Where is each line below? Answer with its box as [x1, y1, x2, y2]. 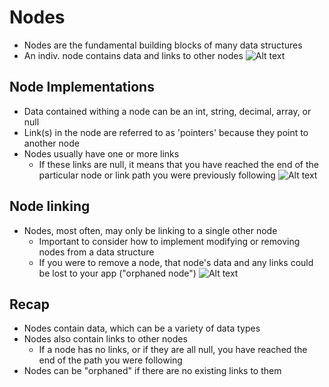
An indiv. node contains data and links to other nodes [23, 49, 244, 61]
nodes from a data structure [38, 246, 155, 258]
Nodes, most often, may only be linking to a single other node [23, 224, 278, 236]
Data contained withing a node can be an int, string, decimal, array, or [23, 105, 312, 117]
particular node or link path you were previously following [38, 169, 276, 181]
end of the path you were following [38, 354, 183, 366]
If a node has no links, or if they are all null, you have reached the [38, 344, 308, 356]
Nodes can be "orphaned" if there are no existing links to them [23, 365, 282, 377]
